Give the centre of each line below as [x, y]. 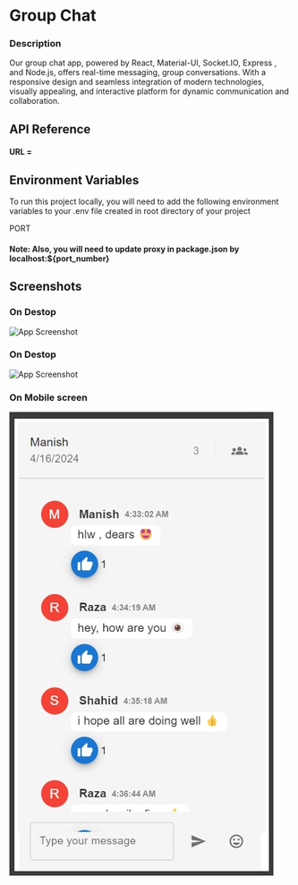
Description [35, 44]
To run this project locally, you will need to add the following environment [144, 201]
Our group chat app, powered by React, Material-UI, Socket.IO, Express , [143, 63]
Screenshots [46, 287]
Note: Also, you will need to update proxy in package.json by [124, 249]
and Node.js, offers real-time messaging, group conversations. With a [138, 72]
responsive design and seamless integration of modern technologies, [137, 82]
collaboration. [34, 101]
